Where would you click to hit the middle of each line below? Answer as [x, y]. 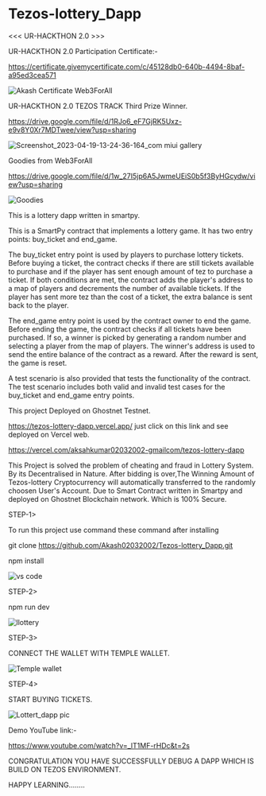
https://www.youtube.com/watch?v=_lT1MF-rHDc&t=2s [99, 745]
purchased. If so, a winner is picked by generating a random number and [127, 337]
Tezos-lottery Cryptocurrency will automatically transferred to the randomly [132, 482]
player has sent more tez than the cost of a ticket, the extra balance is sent [130, 297]
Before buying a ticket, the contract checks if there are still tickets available [131, 262]
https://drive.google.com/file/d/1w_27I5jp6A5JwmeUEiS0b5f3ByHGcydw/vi [132, 176]
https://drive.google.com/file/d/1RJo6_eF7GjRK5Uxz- [95, 121]
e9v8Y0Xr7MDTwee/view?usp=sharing [72, 130]
